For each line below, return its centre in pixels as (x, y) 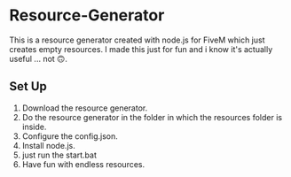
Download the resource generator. (85, 108)
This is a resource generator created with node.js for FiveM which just (137, 40)
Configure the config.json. (70, 136)
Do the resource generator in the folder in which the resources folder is (152, 117)
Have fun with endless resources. (83, 164)
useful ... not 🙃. (39, 58)
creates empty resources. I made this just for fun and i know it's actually (141, 49)
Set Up (28, 86)
